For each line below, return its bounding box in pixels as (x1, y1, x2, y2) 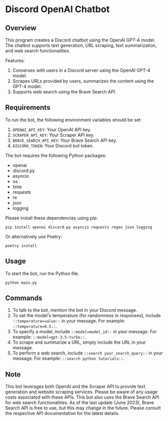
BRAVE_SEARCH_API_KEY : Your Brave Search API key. (12, 137, 118, 143)
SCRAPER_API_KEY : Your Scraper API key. (12, 132, 95, 138)
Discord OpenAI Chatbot (5, 4, 110, 15)
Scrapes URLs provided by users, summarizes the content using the (12, 78, 154, 84)
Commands (5, 294, 43, 302)
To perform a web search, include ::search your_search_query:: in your (12, 350, 163, 356)
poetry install (5, 243, 37, 248)
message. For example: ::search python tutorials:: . (12, 355, 125, 361)
